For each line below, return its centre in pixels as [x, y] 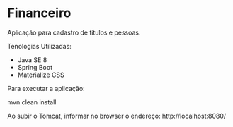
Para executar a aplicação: [46, 88]
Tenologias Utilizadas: [40, 46]
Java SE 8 [32, 60]
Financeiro [39, 13]
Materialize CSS [41, 75]
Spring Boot [35, 67]
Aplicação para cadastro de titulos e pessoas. [74, 32]
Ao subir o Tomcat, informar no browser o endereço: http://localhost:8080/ [117, 116]
